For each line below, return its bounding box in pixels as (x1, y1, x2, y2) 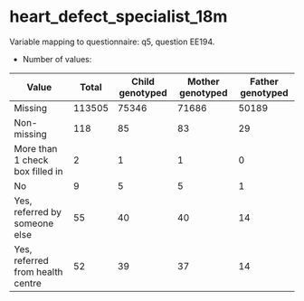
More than (14, 142, 58, 155)
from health (14, 265, 63, 277)
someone (14, 217, 54, 230)
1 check (14, 154, 49, 166)
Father (250, 75, 279, 88)
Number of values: (22, 53, 92, 64)
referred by (14, 205, 62, 218)
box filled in (14, 165, 63, 177)
